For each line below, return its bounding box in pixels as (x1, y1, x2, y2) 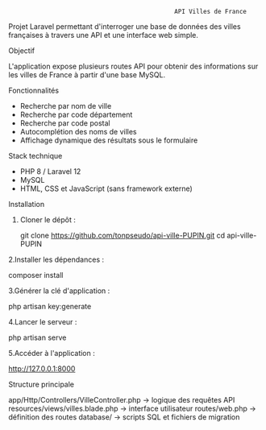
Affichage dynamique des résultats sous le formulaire (19, 135, 198, 145)
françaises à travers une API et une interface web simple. (8, 31, 199, 39)
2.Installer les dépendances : (8, 254, 105, 264)
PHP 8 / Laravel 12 (19, 167, 81, 176)
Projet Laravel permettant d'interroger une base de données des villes (8, 22, 241, 31)
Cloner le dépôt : (19, 215, 77, 225)
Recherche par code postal (19, 118, 110, 128)
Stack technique (8, 151, 63, 160)
